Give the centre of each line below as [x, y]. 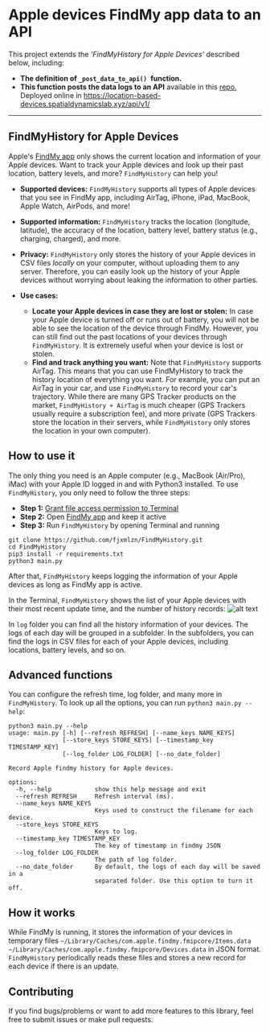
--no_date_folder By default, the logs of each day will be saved [138, 867]
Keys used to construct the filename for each [174, 811]
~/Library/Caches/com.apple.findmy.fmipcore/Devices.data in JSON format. [135, 949]
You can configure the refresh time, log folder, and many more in [115, 694]
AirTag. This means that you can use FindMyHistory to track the [137, 371]
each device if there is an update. [63, 966]
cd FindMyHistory [37, 547]
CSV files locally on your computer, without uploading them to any [129, 262]
